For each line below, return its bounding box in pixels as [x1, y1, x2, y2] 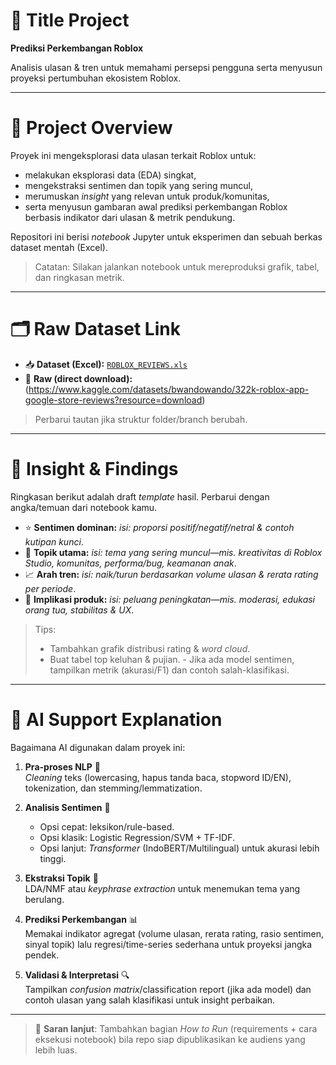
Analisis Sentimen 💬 [24, 801, 111, 813]
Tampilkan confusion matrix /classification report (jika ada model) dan [24, 983, 312, 995]
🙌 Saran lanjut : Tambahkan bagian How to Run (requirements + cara [34, 1022, 318, 1034]
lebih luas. [34, 1044, 78, 1056]
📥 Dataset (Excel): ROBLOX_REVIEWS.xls [24, 358, 188, 370]
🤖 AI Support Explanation [10, 708, 223, 731]
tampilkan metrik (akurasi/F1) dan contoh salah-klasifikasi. [49, 664, 290, 676]
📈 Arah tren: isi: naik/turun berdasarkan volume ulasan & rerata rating [24, 568, 319, 580]
